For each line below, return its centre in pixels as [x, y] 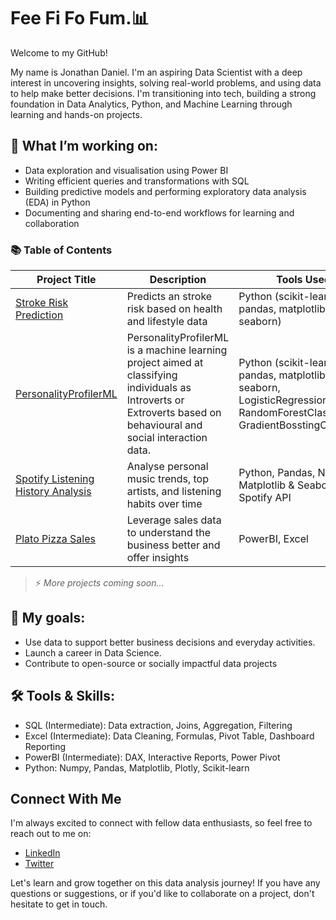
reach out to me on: [51, 834]
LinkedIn [42, 853]
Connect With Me [66, 799]
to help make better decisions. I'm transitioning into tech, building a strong [163, 93]
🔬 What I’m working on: [84, 146]
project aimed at [165, 363]
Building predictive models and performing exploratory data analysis [165, 191]
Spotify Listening [55, 479]
